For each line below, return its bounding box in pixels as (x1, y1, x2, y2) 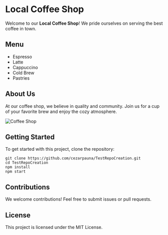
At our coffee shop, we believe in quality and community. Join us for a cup (5, 103, 160, 109)
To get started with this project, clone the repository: (5, 146, 115, 152)
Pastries (12, 75, 30, 81)
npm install (5, 165, 30, 170)
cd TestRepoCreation (5, 160, 49, 165)
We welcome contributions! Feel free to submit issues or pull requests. (5, 196, 152, 202)
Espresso (12, 53, 32, 60)
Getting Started (5, 133, 55, 141)
